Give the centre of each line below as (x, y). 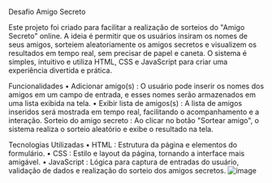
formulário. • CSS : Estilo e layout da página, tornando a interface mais (127, 153)
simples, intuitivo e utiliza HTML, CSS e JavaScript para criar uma (118, 62)
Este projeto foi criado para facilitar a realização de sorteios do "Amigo (127, 27)
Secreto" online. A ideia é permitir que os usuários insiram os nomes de (128, 36)
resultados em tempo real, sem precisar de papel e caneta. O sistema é (128, 53)
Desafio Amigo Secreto (47, 12)
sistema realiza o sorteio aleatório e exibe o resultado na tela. (111, 129)
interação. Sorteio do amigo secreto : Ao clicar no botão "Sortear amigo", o (134, 120)
